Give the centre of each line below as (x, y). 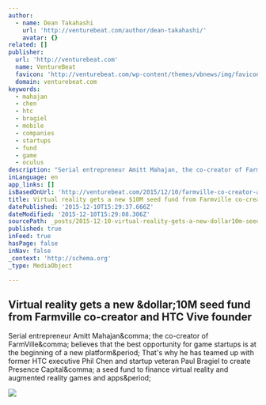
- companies (35, 133)
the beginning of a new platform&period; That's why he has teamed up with (131, 353)
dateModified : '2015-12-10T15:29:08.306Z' (79, 214)
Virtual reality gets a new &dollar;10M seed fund (129, 304)
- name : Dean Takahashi (54, 23)
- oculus (30, 163)
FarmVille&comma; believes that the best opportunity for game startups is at (133, 344)
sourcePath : (28, 221)
